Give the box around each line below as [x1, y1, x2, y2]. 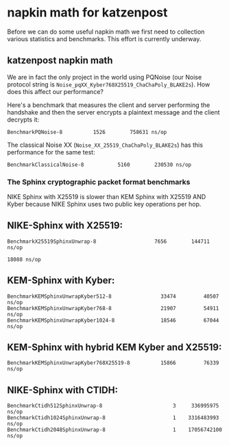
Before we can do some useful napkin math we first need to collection [7, 27, 205, 36]
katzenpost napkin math [7, 55, 113, 67]
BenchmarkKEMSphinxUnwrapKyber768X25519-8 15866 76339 [7, 360, 219, 366]
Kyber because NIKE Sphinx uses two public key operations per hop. [7, 200, 202, 209]
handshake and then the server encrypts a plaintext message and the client [7, 108, 221, 116]
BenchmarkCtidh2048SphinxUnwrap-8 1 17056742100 [7, 427, 223, 434]
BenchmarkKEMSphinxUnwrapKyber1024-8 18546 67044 [7, 317, 219, 324]
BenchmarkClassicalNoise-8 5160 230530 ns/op [7, 161, 192, 168]
